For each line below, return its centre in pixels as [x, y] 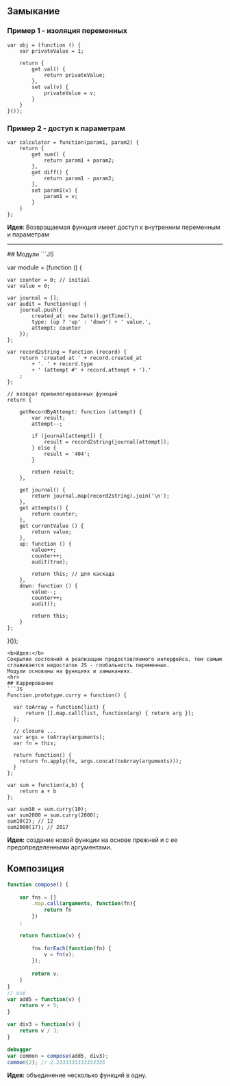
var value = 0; [29, 286]
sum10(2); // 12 [30, 821]
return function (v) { [50, 935]
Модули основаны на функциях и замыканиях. [70, 671]
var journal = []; [33, 298]
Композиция [36, 869]
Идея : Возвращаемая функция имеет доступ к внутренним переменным [114, 227]
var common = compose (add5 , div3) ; [58, 1056]
